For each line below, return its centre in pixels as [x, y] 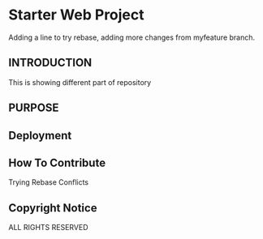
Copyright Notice [53, 208]
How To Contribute [57, 162]
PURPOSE [34, 108]
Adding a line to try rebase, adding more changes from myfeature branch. [132, 37]
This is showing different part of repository [80, 82]
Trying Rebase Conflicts [49, 182]
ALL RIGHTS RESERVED [48, 228]
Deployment [40, 135]
